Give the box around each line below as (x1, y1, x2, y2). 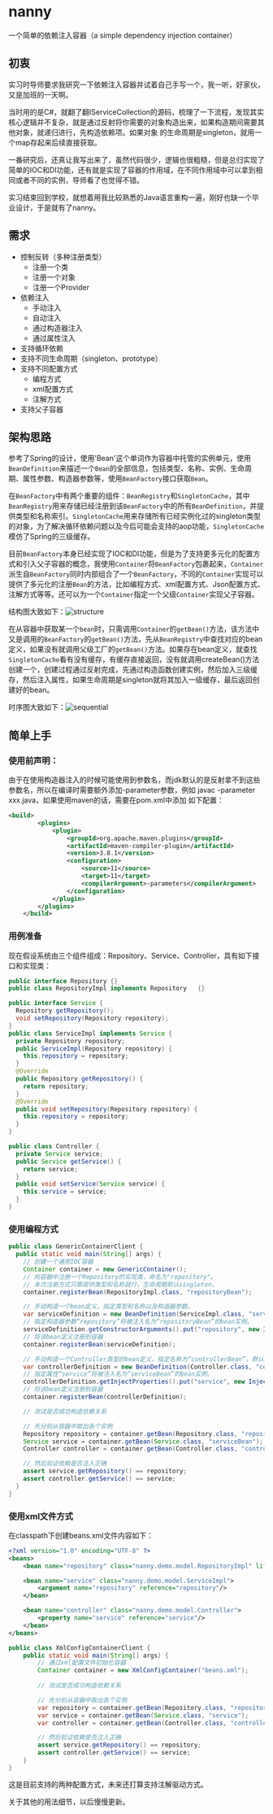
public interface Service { (8, 999, 104, 1007)
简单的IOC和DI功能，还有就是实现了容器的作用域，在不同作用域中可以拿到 (8, 165, 256, 175)
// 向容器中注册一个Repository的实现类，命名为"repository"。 (23, 1272, 217, 1281)
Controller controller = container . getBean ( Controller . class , (23, 1445, 238, 1453)
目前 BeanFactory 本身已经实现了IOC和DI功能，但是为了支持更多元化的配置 (8, 549, 253, 559)
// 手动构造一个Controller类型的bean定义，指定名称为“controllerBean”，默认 (23, 1355, 264, 1364)
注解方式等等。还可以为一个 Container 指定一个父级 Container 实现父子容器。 (8, 589, 259, 599)
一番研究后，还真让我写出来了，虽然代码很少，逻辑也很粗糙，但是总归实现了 (8, 154, 265, 164)
